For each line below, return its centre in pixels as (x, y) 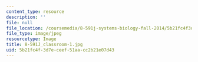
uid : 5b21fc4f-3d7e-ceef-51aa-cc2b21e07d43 (60, 50)
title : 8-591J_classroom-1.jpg (44, 45)
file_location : (25, 28)
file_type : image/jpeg (34, 34)
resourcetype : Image (32, 39)
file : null (19, 22)
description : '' (26, 17)
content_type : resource (35, 12)
